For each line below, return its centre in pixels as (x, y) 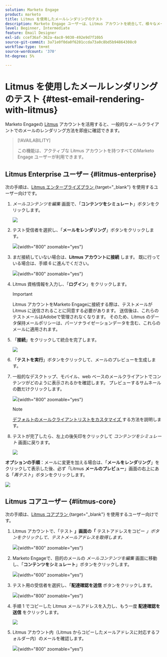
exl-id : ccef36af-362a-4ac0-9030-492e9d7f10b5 (54, 38)
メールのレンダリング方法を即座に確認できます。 (72, 130)
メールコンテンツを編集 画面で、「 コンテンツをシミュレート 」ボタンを (83, 204)
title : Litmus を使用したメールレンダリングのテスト (54, 19)
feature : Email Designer (31, 33)
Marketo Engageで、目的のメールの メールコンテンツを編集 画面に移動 (85, 558)
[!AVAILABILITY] (34, 140)
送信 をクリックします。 (37, 612)
